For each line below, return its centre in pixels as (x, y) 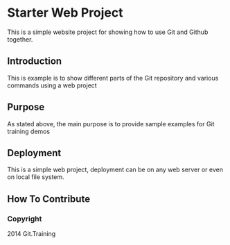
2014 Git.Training (32, 234)
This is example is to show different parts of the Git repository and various (113, 78)
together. (20, 39)
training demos (29, 131)
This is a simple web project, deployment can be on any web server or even (115, 170)
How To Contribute (49, 199)
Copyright (25, 219)
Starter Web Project (65, 13)
